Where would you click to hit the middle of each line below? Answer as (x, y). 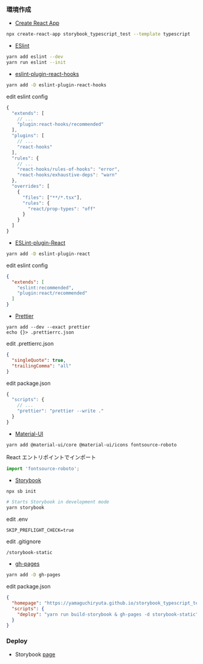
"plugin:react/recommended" (52, 293)
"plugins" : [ (28, 136)
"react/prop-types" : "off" (62, 209)
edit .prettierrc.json (30, 344)
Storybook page (35, 654)
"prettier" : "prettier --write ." (60, 411)
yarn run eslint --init (36, 63)
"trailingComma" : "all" (41, 366)
